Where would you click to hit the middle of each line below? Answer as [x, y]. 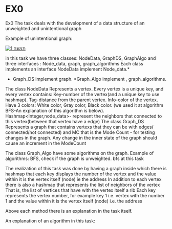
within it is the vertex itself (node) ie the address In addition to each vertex [83, 179]
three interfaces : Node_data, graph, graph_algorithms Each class [74, 63]
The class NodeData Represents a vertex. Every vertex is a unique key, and [84, 89]
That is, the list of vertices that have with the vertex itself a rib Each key [81, 190]
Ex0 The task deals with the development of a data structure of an [75, 23]
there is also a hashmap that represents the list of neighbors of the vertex [83, 185]
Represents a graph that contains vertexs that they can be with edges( [79, 127]
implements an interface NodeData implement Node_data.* [68, 69]
